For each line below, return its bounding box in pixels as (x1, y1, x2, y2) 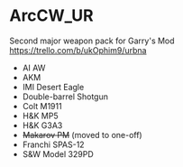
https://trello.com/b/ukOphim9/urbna (9, 44, 147, 55)
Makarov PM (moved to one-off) (22, 129, 142, 140)
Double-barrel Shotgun (22, 91, 108, 102)
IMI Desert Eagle (22, 81, 85, 92)
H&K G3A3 (22, 119, 63, 131)
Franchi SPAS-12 (22, 139, 85, 150)
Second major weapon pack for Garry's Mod (9, 35, 175, 46)
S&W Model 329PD (22, 148, 94, 159)
